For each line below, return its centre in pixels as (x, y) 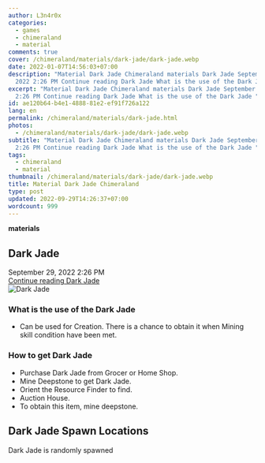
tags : (17, 155)
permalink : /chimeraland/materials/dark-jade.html (93, 118)
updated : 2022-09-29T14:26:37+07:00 (68, 199)
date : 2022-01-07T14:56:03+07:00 (63, 67)
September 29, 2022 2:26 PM (56, 272)
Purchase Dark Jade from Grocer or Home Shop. (99, 372)
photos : (21, 125)
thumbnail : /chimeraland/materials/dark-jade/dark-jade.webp (111, 177)
